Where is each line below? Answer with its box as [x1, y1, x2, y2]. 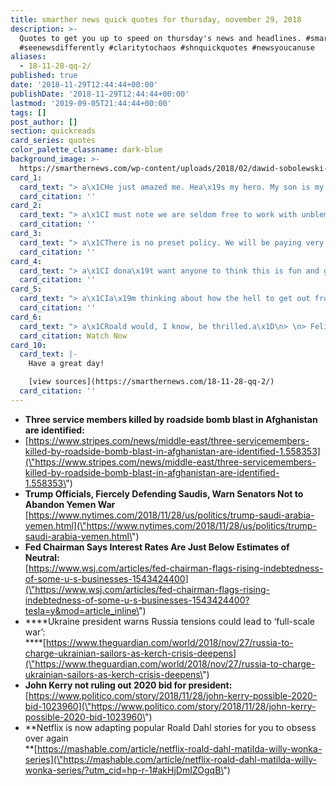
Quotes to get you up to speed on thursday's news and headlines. [19, 33, 302, 43]
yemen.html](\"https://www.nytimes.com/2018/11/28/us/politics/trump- [24, 519, 317, 531]
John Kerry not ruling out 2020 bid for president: [24, 679, 233, 691]
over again [24, 732, 69, 744]
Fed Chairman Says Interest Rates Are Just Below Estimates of [24, 541, 290, 553]
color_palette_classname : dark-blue [10, 145, 163, 155]
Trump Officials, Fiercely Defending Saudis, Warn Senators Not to [24, 487, 304, 500]
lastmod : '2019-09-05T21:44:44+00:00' [10, 98, 172, 108]
